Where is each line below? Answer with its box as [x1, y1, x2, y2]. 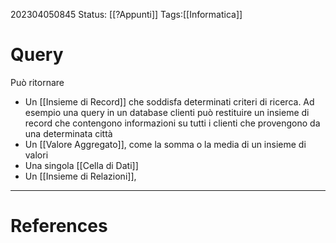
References [10, 215, 108, 238]
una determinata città [24, 127, 113, 139]
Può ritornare [10, 76, 65, 88]
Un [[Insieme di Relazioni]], [24, 170, 137, 182]
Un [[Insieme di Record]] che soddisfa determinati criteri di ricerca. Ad [24, 95, 315, 108]
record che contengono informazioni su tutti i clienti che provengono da [24, 117, 321, 129]
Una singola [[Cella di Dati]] [24, 159, 139, 171]
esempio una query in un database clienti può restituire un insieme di [24, 106, 310, 118]
